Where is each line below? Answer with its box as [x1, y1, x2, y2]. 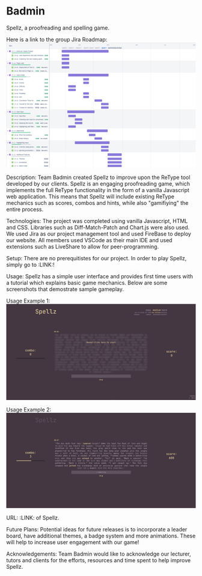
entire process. [6, 205, 44, 213]
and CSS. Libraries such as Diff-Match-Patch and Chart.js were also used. [6, 224, 190, 231]
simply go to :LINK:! [6, 261, 55, 268]
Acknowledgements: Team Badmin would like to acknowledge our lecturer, [6, 550, 191, 558]
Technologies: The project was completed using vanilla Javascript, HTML [6, 217, 188, 224]
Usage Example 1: [6, 297, 50, 304]
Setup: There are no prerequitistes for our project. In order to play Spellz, [6, 254, 187, 261]
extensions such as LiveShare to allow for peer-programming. [6, 243, 159, 250]
